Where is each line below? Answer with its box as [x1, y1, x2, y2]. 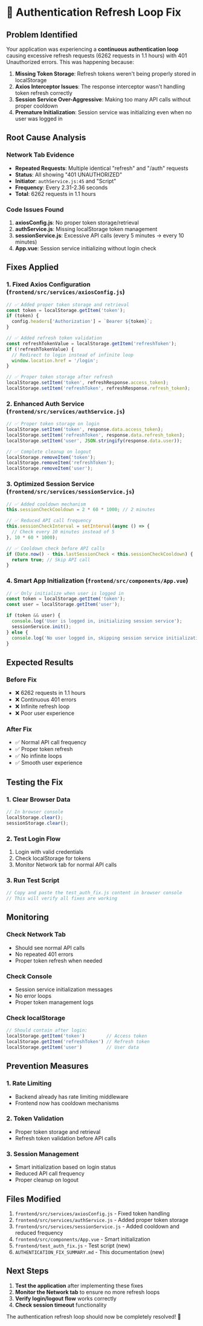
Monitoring [6, 912, 50, 923]
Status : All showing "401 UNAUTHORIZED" [14, 171, 123, 178]
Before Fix [6, 675, 37, 684]
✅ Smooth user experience [14, 759, 83, 767]
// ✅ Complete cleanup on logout [6, 449, 92, 455]
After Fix [6, 725, 32, 733]
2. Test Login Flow [6, 834, 61, 843]
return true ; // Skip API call [11, 556, 91, 563]
